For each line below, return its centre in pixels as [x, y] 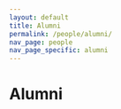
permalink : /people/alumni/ [61, 34]
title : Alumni [35, 26]
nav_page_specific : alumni [59, 51]
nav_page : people [41, 42]
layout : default [39, 17]
